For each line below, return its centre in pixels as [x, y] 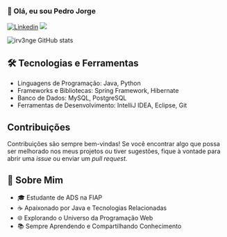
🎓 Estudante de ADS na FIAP [60, 197]
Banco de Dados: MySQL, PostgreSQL [72, 98]
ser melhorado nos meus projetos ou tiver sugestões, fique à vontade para [114, 151]
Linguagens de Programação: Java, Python [79, 83]
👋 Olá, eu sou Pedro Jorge [51, 11]
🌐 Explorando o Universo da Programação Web [85, 218]
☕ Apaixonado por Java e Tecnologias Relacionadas [92, 208]
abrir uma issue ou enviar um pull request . [67, 158]
